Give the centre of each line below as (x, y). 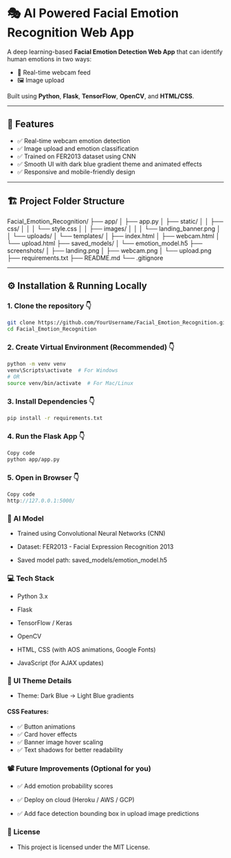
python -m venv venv (37, 364)
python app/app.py (33, 460)
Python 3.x (32, 596)
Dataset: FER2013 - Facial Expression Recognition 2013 (95, 547)
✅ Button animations (46, 726)
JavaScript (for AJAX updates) (60, 662)
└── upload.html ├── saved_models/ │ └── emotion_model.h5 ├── (105, 243)
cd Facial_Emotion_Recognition (52, 329)
